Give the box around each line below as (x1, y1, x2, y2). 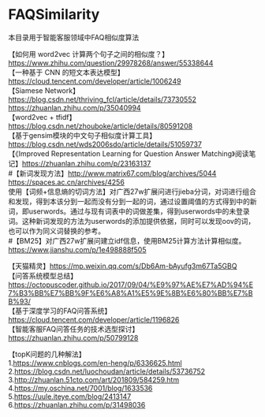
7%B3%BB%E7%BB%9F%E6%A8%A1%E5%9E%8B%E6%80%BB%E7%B (8, 288, 253, 297)
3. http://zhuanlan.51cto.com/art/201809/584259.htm (8, 374, 180, 384)
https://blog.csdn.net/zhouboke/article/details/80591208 (8, 121, 193, 131)
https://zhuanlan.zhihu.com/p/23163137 (22, 158, 151, 168)
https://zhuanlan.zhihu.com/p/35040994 (8, 102, 141, 112)
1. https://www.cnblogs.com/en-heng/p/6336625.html (8, 358, 183, 367)
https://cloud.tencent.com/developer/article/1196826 (8, 315, 180, 324)
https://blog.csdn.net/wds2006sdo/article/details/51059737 (8, 140, 203, 149)
